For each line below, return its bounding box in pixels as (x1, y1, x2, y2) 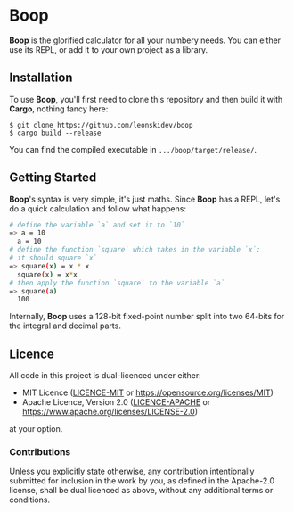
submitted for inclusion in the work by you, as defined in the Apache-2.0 (9, 475, 274, 486)
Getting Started (9, 170, 97, 186)
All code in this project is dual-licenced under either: (9, 370, 202, 381)
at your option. (9, 424, 63, 434)
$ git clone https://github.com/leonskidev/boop (9, 120, 193, 129)
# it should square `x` (9, 253, 98, 263)
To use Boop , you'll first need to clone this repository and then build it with (9, 94, 283, 104)
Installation (9, 70, 73, 86)
